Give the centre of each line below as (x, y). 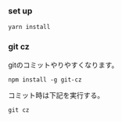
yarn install (29, 27)
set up (20, 11)
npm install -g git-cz (45, 80)
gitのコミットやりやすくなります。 (63, 65)
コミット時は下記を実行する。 (56, 95)
